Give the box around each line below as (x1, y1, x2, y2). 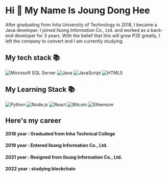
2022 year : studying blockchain (5, 166, 76, 172)
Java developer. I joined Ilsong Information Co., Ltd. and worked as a (5, 27, 150, 33)
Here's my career (5, 116, 61, 125)
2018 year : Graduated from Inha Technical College (5, 130, 115, 136)
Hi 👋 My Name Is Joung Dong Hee (5, 5, 150, 16)
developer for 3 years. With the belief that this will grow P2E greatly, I (14, 32, 160, 38)
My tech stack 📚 (5, 53, 60, 62)
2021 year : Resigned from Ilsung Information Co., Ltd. (5, 154, 123, 160)
